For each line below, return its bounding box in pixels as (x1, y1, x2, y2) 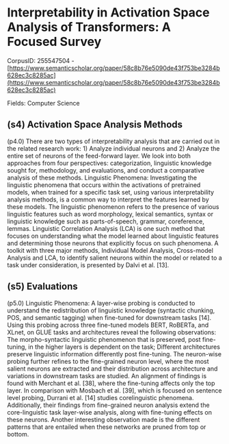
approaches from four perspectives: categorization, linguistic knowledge (7, 159, 212, 167)
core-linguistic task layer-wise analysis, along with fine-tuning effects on (7, 408, 212, 416)
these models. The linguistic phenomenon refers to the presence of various (7, 202, 219, 210)
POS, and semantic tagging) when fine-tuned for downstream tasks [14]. (7, 313, 212, 321)
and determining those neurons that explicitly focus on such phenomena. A (7, 238, 219, 247)
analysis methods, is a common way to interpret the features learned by (7, 195, 210, 203)
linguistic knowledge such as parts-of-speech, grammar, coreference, (7, 217, 205, 225)
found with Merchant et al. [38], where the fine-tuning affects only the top (7, 379, 215, 387)
